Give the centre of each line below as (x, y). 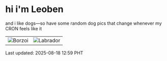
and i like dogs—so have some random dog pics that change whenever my (83, 23)
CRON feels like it (24, 28)
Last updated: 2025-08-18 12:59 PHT (44, 53)
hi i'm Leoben (34, 9)
